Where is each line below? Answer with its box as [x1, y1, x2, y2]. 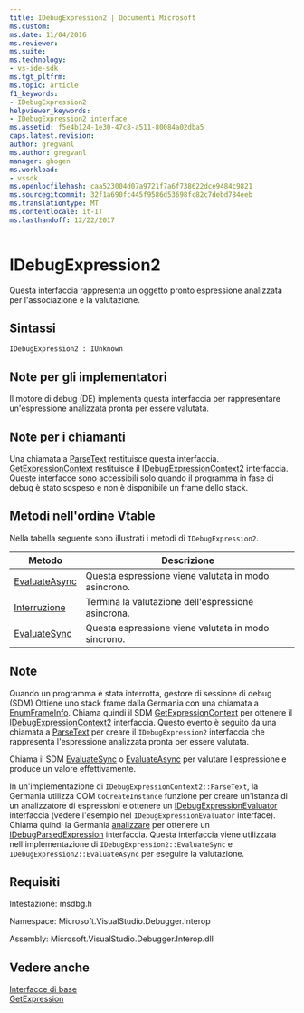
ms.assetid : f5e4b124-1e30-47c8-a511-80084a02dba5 [9, 123, 204, 132]
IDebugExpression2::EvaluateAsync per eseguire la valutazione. [9, 848, 245, 859]
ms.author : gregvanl [9, 148, 88, 157]
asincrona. [85, 607, 130, 619]
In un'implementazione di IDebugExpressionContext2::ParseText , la [9, 781, 259, 792]
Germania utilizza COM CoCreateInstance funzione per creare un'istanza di [9, 790, 288, 801]
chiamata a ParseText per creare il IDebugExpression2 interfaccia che [9, 726, 265, 737]
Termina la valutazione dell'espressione [85, 595, 254, 608]
